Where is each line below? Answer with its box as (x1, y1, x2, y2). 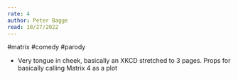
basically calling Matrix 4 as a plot (17, 64, 118, 73)
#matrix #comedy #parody (7, 43, 86, 51)
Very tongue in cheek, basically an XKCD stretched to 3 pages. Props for (17, 56, 231, 65)
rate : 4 (7, 10, 31, 18)
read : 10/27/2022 (7, 23, 59, 30)
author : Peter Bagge (7, 17, 69, 24)
